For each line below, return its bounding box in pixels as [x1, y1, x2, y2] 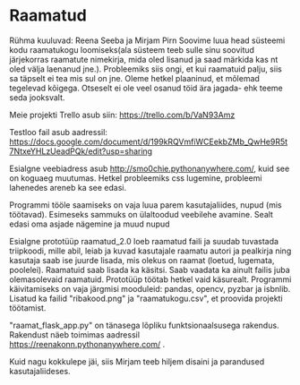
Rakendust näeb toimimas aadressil [9, 329, 141, 340]
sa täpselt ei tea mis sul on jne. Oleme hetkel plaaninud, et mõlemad [9, 73, 260, 83]
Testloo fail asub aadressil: [9, 126, 107, 137]
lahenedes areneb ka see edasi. [9, 182, 127, 192]
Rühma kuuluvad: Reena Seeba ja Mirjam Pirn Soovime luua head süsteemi [9, 35, 286, 46]
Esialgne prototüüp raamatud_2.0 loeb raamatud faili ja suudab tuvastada [9, 235, 279, 246]
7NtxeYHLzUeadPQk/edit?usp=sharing [9, 145, 153, 157]
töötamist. [9, 302, 47, 313]
